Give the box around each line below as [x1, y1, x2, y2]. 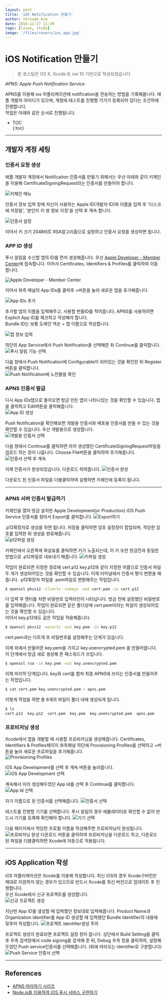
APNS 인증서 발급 [5, 384, 46, 391]
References [5, 969, 42, 978]
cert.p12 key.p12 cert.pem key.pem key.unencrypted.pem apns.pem [5, 711, 155, 716]
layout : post [5, 7, 32, 12]
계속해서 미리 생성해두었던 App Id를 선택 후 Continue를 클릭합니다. [5, 781, 135, 787]
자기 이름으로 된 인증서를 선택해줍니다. [5, 798, 80, 804]
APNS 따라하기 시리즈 [12, 983, 55, 989]
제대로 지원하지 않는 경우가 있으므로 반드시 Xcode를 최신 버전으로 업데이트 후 [5, 878, 155, 884]
